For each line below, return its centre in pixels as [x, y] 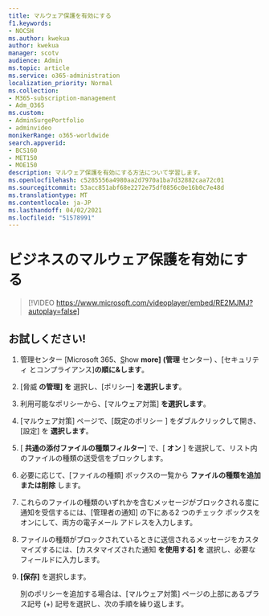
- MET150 [23, 158]
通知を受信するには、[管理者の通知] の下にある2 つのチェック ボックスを [140, 512]
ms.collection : [34, 90]
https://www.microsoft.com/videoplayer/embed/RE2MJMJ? [155, 303]
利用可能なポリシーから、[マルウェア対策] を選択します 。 [115, 404]
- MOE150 [23, 166]
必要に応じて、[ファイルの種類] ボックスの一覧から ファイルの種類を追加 [140, 475]
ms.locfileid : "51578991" [51, 218]
